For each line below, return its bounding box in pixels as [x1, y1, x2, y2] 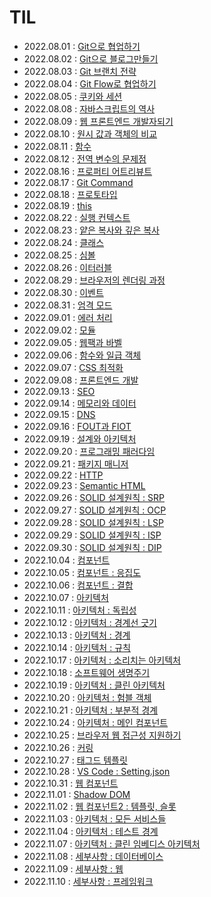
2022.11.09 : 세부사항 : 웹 [23, 862, 124, 875]
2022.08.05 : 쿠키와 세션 [23, 90, 123, 102]
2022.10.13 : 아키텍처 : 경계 [23, 629, 131, 641]
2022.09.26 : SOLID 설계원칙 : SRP [23, 491, 166, 503]
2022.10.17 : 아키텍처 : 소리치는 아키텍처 [23, 654, 181, 666]
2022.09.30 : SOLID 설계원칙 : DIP [23, 541, 162, 553]
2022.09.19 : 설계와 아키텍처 [23, 432, 137, 445]
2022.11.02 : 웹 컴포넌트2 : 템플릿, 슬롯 [23, 800, 177, 812]
